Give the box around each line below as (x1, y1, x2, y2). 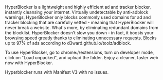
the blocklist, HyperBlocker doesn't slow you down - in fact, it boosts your (5, 30, 154, 35)
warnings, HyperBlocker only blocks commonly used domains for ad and (5, 15, 151, 20)
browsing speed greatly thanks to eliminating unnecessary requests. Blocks (5, 35, 157, 41)
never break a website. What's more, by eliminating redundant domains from (5, 25, 159, 31)
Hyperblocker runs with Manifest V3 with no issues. (5, 69, 109, 75)
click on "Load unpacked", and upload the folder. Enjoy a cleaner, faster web (5, 55, 159, 60)
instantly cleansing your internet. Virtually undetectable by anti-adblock (5, 9, 148, 15)
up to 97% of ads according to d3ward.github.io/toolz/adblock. (5, 40, 131, 46)
